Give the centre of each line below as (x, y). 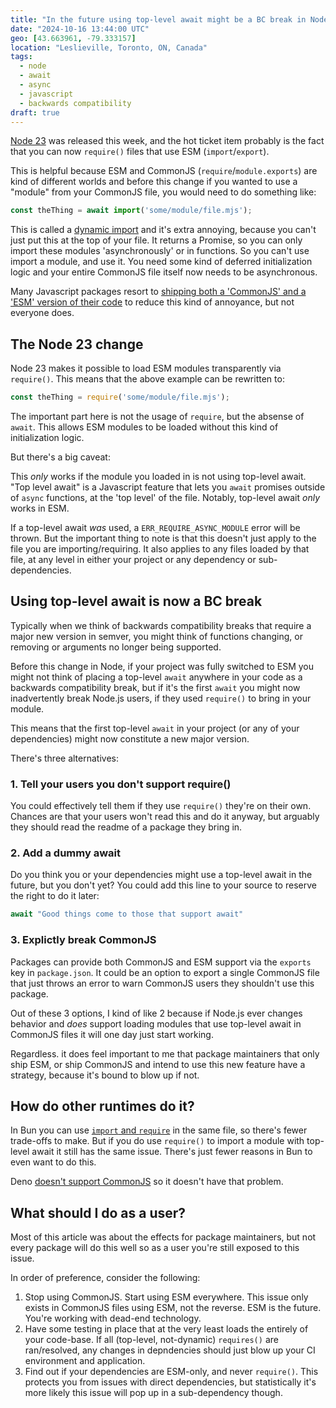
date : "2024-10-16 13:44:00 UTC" (80, 29)
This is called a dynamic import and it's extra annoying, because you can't (163, 230)
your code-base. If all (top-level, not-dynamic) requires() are (151, 1340)
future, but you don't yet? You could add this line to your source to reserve (163, 885)
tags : (21, 57)
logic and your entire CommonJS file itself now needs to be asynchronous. (164, 272)
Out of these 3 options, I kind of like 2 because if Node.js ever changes (156, 1013)
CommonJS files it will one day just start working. (112, 1034)
